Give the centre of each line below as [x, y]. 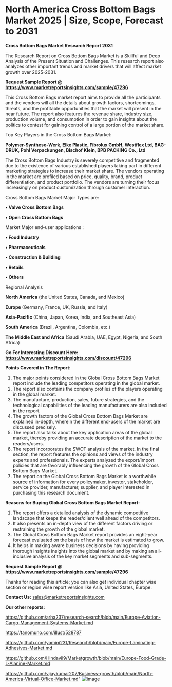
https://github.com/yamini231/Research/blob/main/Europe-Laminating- [80, 642]
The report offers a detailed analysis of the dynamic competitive [81, 513]
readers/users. [28, 443]
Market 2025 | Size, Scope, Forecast [84, 20]
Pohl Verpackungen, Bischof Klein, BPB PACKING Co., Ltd [83, 150]
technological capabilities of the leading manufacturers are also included [90, 405]
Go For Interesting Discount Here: [42, 352]
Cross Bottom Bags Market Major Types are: [52, 197]
